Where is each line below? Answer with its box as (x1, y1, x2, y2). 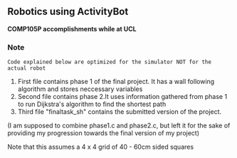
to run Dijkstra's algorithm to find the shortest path (17, 100, 167, 109)
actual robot (7, 65, 46, 72)
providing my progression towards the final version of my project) (7, 129, 200, 137)
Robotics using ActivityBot (7, 6, 129, 18)
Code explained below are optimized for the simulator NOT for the (7, 58, 212, 66)
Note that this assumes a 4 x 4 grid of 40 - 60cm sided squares (7, 142, 194, 152)
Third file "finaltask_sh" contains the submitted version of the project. (17, 107, 222, 116)
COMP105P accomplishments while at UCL (7, 24, 137, 33)
